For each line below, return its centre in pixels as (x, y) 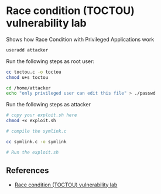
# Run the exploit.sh (32, 152)
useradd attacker (27, 50)
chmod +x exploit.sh (31, 121)
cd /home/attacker (28, 88)
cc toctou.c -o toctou (34, 72)
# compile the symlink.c (36, 131)
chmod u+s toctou (27, 77)
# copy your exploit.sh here (42, 115)
